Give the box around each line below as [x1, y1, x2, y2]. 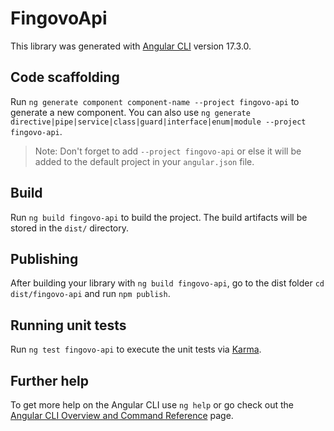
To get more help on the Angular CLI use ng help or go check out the [10, 399, 294, 411]
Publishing [10, 250, 79, 267]
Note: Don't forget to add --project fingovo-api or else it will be [34, 145, 302, 157]
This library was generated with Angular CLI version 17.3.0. [10, 40, 252, 52]
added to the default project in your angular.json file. [34, 155, 255, 167]
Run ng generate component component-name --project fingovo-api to [10, 95, 300, 107]
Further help [10, 372, 90, 389]
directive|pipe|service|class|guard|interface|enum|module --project [10, 117, 307, 127]
